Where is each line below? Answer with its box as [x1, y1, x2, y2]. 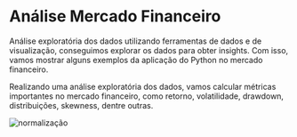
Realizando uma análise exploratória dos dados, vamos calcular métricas [9, 81, 277, 92]
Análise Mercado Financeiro [9, 6, 221, 27]
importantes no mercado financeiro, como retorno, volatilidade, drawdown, [9, 91, 285, 101]
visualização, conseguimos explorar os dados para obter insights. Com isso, [9, 44, 289, 55]
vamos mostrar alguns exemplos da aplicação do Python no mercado [9, 54, 263, 65]
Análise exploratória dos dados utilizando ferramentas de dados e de [9, 36, 262, 46]
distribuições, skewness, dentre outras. [9, 100, 154, 110]
